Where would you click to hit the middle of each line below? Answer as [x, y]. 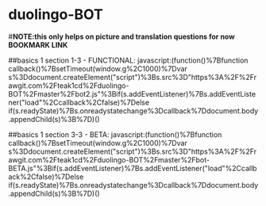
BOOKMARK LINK [38, 44]
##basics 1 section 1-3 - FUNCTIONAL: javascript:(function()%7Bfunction [128, 60]
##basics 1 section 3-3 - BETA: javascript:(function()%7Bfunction [115, 134]
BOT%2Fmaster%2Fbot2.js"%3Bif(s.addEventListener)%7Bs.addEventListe [132, 93]
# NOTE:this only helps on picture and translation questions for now [122, 36]
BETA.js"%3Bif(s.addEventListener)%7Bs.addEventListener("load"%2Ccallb [133, 168]
